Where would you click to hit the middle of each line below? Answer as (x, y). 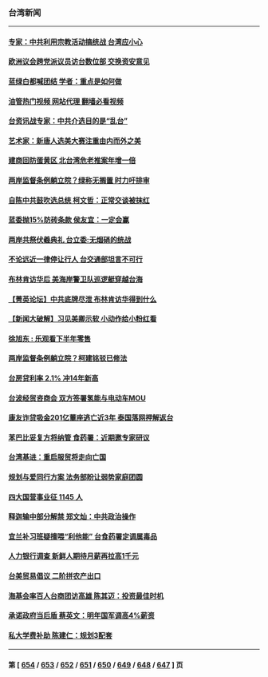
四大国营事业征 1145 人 (45, 496)
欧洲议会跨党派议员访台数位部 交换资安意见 (79, 62)
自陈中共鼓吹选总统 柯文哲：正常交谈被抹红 (79, 200)
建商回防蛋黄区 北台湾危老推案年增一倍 (72, 161)
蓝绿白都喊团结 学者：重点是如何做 (65, 82)
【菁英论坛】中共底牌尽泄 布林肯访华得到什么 (83, 299)
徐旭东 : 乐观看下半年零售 (50, 338)
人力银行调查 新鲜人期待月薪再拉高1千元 (74, 556)
